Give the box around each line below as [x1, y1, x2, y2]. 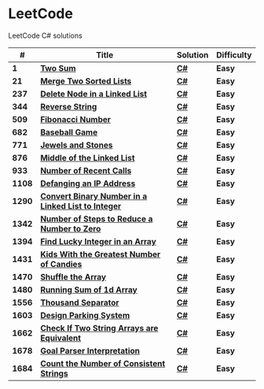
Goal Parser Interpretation [40, 345, 140, 356]
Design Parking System [40, 309, 130, 320]
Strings [40, 368, 68, 379]
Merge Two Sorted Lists [40, 76, 132, 87]
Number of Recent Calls [40, 165, 132, 176]
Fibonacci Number [40, 113, 112, 124]
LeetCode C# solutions [8, 31, 82, 40]
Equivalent [40, 332, 81, 343]
